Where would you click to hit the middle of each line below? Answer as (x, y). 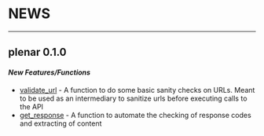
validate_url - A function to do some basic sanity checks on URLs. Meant (137, 90)
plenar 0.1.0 (37, 52)
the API (31, 106)
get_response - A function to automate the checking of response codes (135, 115)
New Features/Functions (49, 72)
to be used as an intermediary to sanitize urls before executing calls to (133, 98)
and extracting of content (60, 123)
